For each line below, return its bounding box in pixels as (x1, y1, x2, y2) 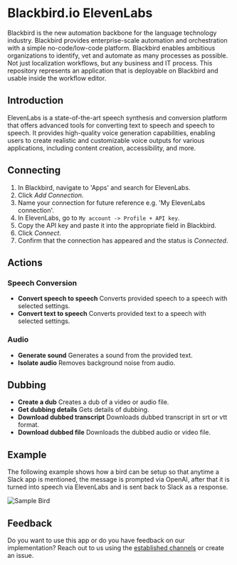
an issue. (7, 551, 34, 559)
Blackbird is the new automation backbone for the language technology (7, 28, 217, 37)
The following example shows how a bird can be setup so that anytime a (7, 468, 219, 476)
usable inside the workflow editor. (7, 73, 107, 83)
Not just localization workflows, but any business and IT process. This (7, 58, 213, 67)
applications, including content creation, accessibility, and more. (7, 144, 196, 152)
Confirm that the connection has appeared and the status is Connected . (17, 236, 228, 245)
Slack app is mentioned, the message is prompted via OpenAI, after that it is (7, 475, 230, 484)
